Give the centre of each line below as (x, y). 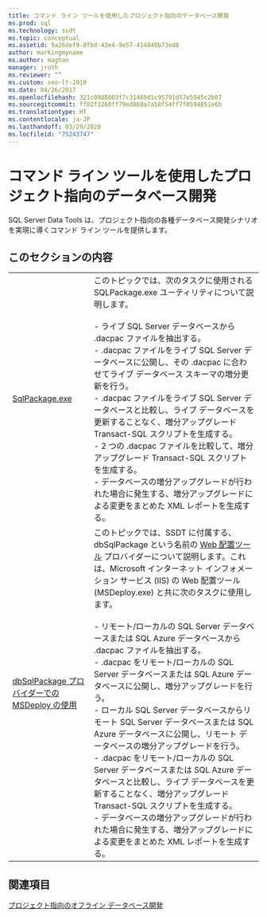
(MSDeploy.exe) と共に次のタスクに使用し (173, 592)
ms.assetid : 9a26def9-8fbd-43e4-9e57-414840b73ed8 (94, 45)
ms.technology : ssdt (43, 30)
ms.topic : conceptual (44, 38)
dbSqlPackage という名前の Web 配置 (165, 545)
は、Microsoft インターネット (149, 569)
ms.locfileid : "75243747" (51, 134)
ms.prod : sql (30, 23)
